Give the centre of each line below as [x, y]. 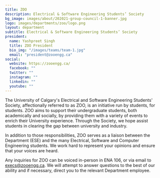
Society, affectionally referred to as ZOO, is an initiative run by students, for [80, 105]
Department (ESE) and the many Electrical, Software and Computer [72, 140]
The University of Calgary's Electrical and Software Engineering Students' [79, 100]
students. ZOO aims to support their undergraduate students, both [71, 110]
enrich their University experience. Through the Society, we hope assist [77, 121]
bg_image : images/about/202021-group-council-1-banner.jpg [66, 18]
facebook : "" [23, 68]
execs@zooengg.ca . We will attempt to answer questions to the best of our [80, 165]
